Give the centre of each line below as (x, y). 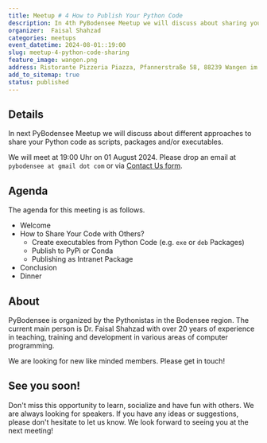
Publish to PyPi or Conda (72, 251)
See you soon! (44, 386)
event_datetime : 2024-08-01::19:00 (67, 45)
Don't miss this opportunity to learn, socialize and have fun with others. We (131, 405)
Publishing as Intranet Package (82, 259)
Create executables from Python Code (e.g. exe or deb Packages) (138, 243)
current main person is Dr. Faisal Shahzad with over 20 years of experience (132, 328)
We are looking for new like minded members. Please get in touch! (116, 361)
